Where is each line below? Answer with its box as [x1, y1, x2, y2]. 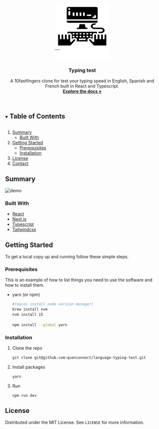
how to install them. [5, 282, 45, 288]
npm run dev [12, 393, 37, 398]
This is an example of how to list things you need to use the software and [5, 277, 153, 283]
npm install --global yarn [12, 322, 68, 327]
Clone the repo [12, 345, 43, 351]
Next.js [12, 216, 27, 222]
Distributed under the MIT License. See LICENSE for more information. [5, 420, 144, 426]
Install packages [12, 364, 45, 370]
